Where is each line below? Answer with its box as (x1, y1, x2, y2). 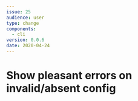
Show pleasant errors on (6, 69, 133, 82)
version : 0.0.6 (6, 37, 45, 43)
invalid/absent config (6, 82, 116, 96)
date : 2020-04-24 (6, 43, 50, 49)
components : (6, 25, 36, 32)
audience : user (6, 15, 45, 21)
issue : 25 (6, 8, 31, 15)
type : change (6, 20, 39, 26)
